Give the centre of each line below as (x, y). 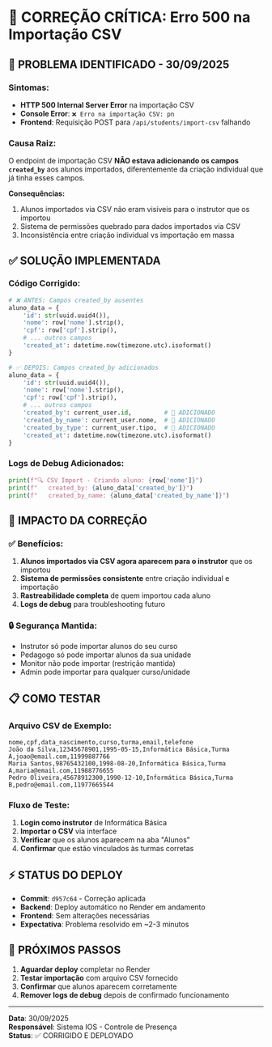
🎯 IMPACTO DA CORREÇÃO (78, 521)
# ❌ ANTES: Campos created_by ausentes (76, 300)
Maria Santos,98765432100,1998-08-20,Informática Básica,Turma (117, 764)
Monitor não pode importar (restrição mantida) (98, 663)
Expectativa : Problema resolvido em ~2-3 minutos (104, 924)
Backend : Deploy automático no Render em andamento (113, 907)
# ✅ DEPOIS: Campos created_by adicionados (84, 367)
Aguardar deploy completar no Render (85, 969)
